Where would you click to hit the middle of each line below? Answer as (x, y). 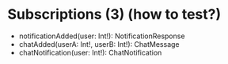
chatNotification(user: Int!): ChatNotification (90, 52)
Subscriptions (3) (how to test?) (114, 14)
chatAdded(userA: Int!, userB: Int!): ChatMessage (99, 44)
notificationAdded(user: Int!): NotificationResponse (102, 36)
